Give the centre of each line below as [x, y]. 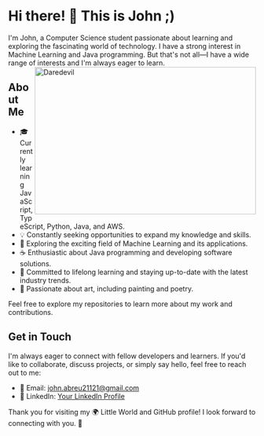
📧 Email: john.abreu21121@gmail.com [79, 387]
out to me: [25, 372]
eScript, [32, 226]
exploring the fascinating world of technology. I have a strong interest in [125, 46]
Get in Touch [40, 337]
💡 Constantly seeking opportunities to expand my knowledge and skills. [135, 234]
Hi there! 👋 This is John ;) [92, 16]
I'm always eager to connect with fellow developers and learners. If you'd [127, 356]
